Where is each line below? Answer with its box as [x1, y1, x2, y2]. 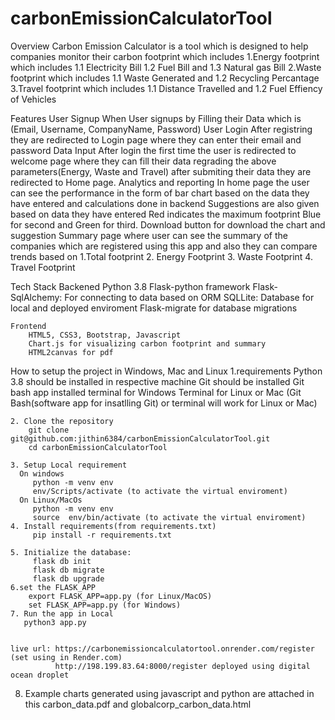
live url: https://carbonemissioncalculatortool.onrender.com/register [10, 643, 315, 654]
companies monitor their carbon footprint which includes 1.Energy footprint [10, 50, 320, 62]
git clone [28, 425, 70, 435]
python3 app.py [23, 617, 87, 627]
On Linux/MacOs [19, 495, 83, 505]
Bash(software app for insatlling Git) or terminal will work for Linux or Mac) [10, 397, 318, 409]
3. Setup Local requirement [10, 460, 128, 470]
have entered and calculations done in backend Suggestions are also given [10, 197, 320, 209]
